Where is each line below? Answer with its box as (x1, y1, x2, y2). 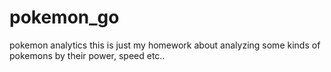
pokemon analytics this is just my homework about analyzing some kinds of (9, 39, 321, 51)
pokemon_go (9, 6, 120, 29)
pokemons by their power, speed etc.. (9, 49, 166, 61)
